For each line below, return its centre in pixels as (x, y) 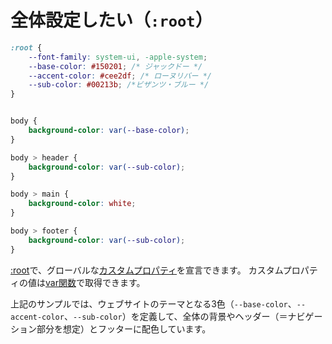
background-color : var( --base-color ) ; (109, 131)
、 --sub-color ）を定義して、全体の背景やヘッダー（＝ (175, 316)
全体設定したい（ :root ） (111, 20)
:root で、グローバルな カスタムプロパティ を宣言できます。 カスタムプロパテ (164, 270)
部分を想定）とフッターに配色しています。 (124, 328)
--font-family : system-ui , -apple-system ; (118, 57)
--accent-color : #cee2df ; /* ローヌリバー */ (120, 76)
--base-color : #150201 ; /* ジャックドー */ (115, 66)
